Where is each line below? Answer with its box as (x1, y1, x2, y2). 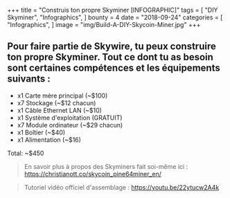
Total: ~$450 (7, 149, 44, 157)
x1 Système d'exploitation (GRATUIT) (17, 114, 123, 122)
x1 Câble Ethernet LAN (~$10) (17, 106, 103, 114)
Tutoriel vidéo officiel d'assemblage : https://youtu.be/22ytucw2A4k (24, 183, 220, 191)
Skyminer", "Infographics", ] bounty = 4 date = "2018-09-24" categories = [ (7, 13, 223, 21)
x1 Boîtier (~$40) (17, 128, 66, 136)
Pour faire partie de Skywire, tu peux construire (7, 41, 216, 53)
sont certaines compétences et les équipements (7, 62, 220, 74)
